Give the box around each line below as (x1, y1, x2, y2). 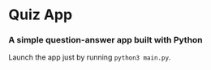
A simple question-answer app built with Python (8, 35, 203, 46)
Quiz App (8, 6, 73, 24)
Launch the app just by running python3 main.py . (8, 52, 171, 62)
